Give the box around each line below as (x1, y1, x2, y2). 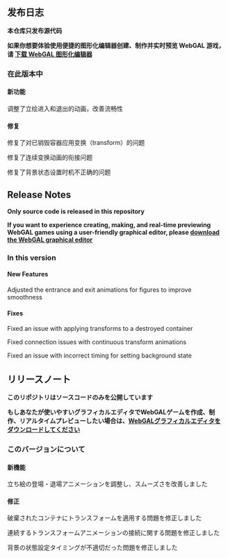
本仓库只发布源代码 (7, 26, 63, 35)
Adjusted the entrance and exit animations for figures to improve (7, 286, 192, 294)
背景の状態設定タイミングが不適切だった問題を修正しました (7, 543, 178, 552)
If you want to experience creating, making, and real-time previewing (7, 220, 211, 228)
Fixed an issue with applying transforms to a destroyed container (7, 325, 193, 333)
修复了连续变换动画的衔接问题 (7, 153, 92, 162)
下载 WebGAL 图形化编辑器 (15, 49, 92, 58)
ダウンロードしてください (7, 426, 81, 434)
